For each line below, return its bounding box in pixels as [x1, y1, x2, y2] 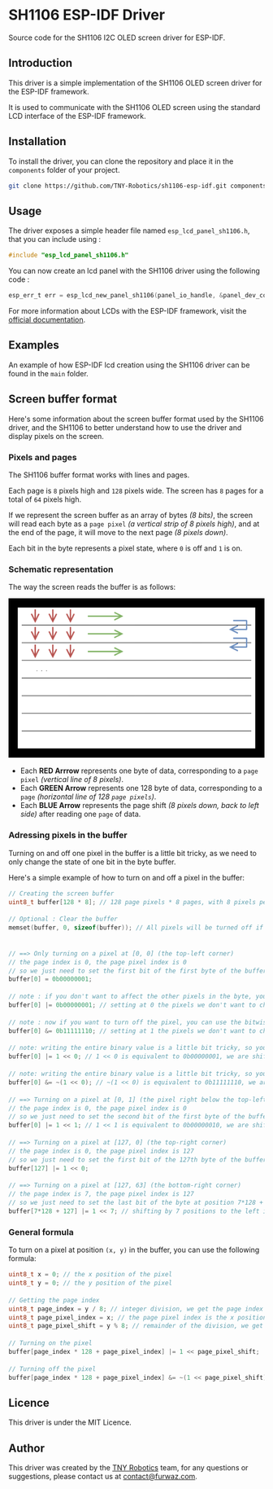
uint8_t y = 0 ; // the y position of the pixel [8, 1279, 173, 1288]
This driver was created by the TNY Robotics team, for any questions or [8, 1463, 249, 1473]
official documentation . [8, 315, 86, 324]
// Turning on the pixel [8, 1339, 93, 1347]
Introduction [8, 56, 73, 70]
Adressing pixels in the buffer [8, 829, 128, 841]
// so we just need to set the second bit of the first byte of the [8, 1113, 245, 1121]
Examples [8, 338, 59, 352]
